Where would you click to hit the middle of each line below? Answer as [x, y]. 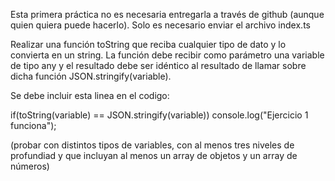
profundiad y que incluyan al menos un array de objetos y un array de [154, 155]
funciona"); [33, 125]
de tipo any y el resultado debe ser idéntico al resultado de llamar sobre [158, 65]
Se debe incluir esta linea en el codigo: [90, 95]
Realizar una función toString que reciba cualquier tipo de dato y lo [148, 44]
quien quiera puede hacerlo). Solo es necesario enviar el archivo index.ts [160, 25]
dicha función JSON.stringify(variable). [91, 76]
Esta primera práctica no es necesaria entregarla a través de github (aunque [167, 14]
